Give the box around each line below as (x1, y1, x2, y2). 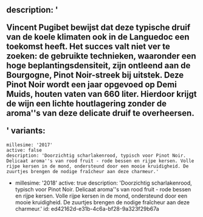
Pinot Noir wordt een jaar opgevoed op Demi (6, 79, 177, 90)
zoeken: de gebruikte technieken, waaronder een (6, 51, 196, 62)
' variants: (6, 126, 46, 136)
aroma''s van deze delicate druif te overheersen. (6, 108, 194, 118)
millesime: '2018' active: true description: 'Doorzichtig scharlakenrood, (15, 179, 193, 187)
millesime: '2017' (6, 141, 53, 148)
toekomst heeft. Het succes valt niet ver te (6, 41, 170, 52)
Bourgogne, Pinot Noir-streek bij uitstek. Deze (6, 70, 184, 80)
